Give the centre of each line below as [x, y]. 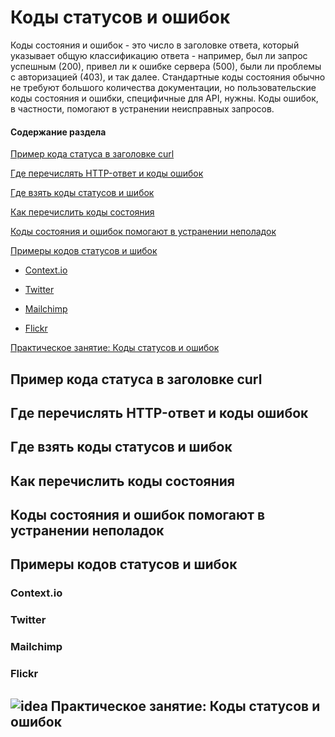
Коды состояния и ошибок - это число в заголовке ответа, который [155, 45]
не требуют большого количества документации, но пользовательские [163, 87]
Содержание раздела [58, 132]
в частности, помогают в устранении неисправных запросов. [142, 108]
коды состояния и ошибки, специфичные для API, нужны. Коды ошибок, [164, 98]
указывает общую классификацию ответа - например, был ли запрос [159, 55]
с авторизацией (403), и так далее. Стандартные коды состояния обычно [168, 77]
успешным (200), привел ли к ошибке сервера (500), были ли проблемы [166, 66]
